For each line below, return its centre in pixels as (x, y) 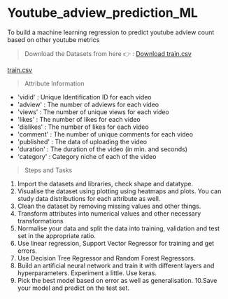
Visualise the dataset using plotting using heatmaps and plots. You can (119, 191)
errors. (27, 251)
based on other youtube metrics (54, 39)
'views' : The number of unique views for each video (93, 112)
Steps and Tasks (48, 170)
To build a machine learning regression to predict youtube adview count (111, 32)
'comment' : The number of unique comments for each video (105, 134)
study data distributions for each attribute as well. (89, 198)
